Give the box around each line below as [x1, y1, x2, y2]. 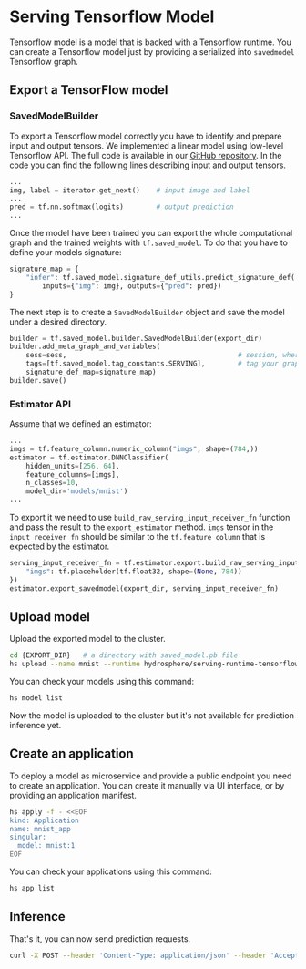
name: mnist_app [9, 824, 71, 833]
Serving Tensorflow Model [9, 6, 215, 27]
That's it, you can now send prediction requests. [9, 933, 191, 944]
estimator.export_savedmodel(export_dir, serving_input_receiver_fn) [9, 583, 280, 593]
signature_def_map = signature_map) [25, 367, 157, 376]
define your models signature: [9, 247, 122, 257]
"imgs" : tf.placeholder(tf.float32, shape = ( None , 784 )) [25, 567, 243, 576]
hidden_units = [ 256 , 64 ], [25, 461, 120, 470]
